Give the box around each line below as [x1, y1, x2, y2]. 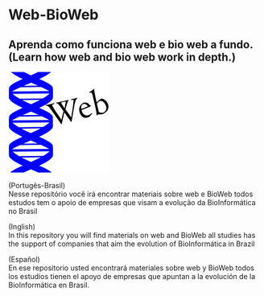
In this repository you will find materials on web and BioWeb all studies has [8, 231, 256, 240]
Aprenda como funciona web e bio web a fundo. [8, 38, 254, 51]
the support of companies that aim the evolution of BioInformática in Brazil [8, 239, 255, 249]
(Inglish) [8, 222, 36, 231]
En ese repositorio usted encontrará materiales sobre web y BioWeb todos [8, 263, 255, 273]
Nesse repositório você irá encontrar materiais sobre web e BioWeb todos [8, 189, 254, 199]
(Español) [8, 255, 40, 264]
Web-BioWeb [8, 6, 99, 24]
